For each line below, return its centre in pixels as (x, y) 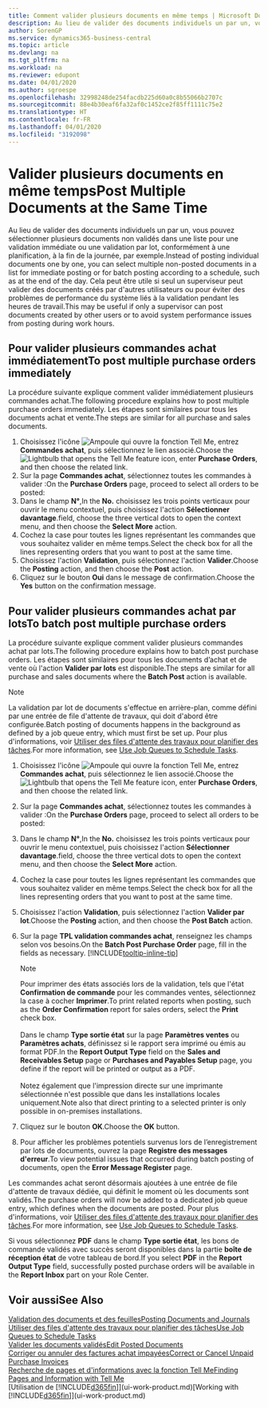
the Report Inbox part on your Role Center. (79, 1275)
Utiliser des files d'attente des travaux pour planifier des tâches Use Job (126, 1327)
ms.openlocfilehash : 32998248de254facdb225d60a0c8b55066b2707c (116, 97)
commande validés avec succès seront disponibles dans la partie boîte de (130, 1249)
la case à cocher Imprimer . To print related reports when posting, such (135, 1001)
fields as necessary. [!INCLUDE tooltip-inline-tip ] (99, 953)
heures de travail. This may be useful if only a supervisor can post (116, 306)
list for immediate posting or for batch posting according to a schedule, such (134, 272)
